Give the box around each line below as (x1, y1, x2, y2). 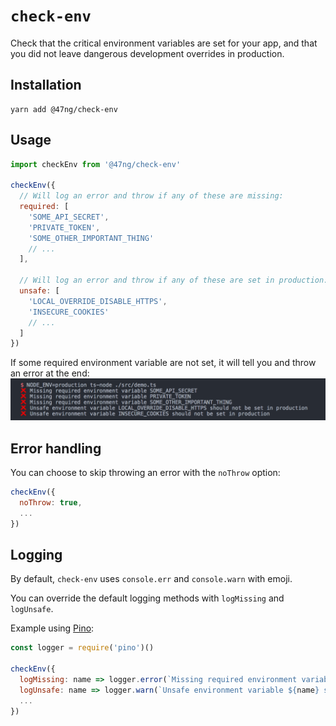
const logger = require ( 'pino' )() (10, 643, 155, 653)
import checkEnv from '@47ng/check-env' (10, 159, 182, 169)
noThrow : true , (19, 497, 83, 508)
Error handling (10, 440, 102, 457)
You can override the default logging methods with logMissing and (10, 592, 285, 604)
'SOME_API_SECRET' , (28, 212, 110, 222)
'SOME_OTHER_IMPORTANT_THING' (28, 233, 155, 243)
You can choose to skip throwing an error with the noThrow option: (10, 467, 281, 479)
